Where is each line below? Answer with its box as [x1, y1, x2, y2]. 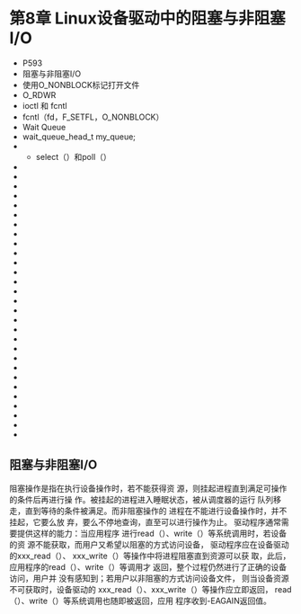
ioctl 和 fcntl [22, 100, 67, 111]
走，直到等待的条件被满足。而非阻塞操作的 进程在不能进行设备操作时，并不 [9, 505, 288, 516]
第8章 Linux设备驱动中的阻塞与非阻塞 [9, 8, 286, 29]
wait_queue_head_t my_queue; [22, 131, 137, 142]
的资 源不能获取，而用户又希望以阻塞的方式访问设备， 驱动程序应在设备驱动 [9, 538, 289, 549]
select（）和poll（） [35, 151, 112, 162]
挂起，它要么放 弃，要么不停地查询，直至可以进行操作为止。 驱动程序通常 [9, 516, 281, 527]
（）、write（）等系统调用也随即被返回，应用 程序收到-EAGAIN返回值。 [9, 595, 271, 606]
